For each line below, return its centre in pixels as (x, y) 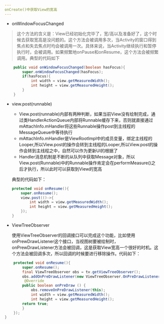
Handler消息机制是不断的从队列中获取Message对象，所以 (77, 156)
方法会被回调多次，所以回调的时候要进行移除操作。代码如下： (78, 253)
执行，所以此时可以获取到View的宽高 (65, 169)
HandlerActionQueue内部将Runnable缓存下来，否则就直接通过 (90, 120)
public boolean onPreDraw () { (54, 286)
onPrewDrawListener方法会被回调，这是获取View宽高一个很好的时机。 (83, 247)
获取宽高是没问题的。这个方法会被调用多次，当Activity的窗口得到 (91, 40)
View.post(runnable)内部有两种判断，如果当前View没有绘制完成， (85, 114)
